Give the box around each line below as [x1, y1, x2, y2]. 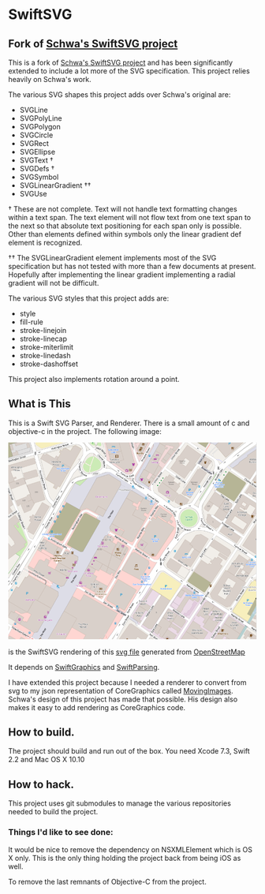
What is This [8, 397, 71, 411]
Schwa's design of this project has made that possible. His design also [8, 694, 238, 704]
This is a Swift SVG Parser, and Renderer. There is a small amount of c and [8, 418, 250, 428]
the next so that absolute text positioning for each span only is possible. [8, 221, 242, 230]
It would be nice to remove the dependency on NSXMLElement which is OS [8, 844, 253, 854]
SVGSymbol [19, 172, 59, 181]
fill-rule [19, 317, 43, 327]
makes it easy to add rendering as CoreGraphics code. [8, 702, 186, 712]
